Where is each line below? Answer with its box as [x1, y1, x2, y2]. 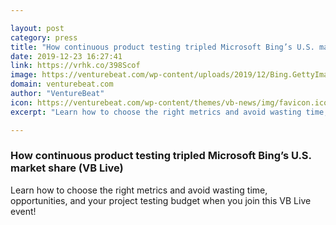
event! [10, 205, 37, 217]
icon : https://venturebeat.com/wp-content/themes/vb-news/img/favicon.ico [10, 97, 329, 108]
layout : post [10, 23, 65, 33]
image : [10, 70, 38, 80]
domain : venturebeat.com [10, 79, 114, 90]
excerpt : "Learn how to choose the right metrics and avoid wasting [10, 107, 302, 117]
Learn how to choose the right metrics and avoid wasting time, [10, 184, 268, 196]
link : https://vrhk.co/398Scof [10, 61, 141, 71]
